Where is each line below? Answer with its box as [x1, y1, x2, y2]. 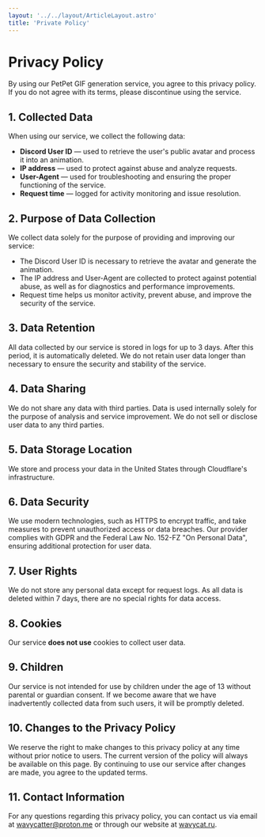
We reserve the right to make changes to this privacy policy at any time [8, 742, 240, 752]
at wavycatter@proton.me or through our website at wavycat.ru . [8, 820, 218, 829]
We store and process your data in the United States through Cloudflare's [8, 464, 248, 473]
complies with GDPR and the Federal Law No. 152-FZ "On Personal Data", [8, 533, 248, 543]
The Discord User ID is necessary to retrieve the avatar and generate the [19, 256, 257, 266]
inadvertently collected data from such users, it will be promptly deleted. [8, 698, 244, 708]
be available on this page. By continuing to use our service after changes [8, 759, 247, 768]
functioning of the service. [19, 180, 107, 190]
